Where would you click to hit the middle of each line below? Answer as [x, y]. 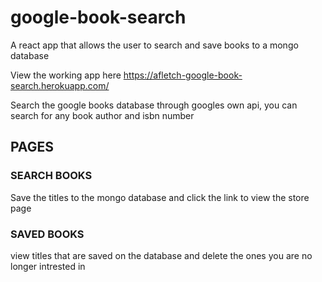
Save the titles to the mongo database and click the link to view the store [160, 197]
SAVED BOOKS [47, 234]
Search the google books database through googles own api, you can [154, 105]
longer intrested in [48, 266]
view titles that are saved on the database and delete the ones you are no [161, 255]
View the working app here [66, 75]
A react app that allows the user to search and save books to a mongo [154, 45]
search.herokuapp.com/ [60, 85]
